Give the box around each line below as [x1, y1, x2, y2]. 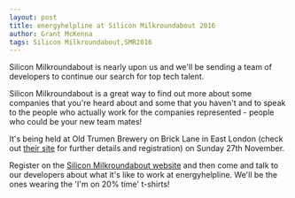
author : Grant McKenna [9, 29, 93, 38]
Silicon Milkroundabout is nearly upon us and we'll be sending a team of [9, 62, 273, 72]
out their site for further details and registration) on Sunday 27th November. [9, 143, 285, 154]
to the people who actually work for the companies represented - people [9, 107, 275, 118]
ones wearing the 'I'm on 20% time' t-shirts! [9, 179, 170, 190]
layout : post [9, 12, 58, 22]
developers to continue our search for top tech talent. [9, 72, 205, 82]
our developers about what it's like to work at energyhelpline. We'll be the [9, 170, 277, 180]
